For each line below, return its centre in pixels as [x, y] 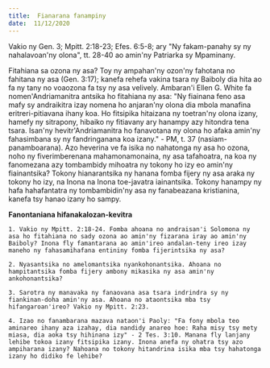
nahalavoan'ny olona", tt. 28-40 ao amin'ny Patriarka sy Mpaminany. [122, 55]
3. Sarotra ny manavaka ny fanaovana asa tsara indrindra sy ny [118, 292]
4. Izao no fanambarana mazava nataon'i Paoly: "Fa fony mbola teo [124, 320]
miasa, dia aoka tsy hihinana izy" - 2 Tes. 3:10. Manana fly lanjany [129, 335]
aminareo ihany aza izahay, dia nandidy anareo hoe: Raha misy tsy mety [133, 328]
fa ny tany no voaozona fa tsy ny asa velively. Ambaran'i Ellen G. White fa [130, 87]
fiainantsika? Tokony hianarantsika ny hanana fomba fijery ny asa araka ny [132, 173]
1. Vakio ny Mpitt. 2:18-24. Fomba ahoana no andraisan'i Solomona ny [129, 229]
